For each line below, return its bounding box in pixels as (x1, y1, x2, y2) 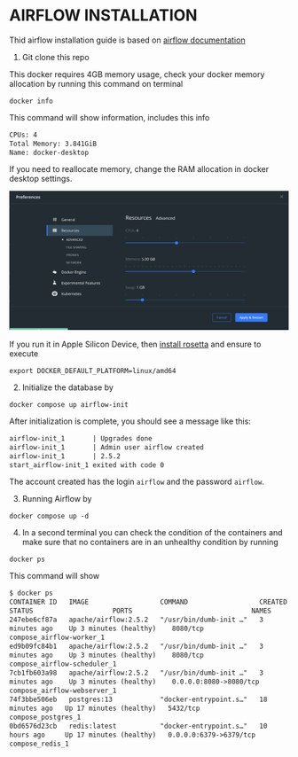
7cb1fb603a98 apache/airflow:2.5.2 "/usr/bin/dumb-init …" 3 (9, 668, 264, 678)
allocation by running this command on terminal (9, 78, 184, 89)
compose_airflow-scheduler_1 (9, 659, 117, 669)
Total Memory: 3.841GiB (9, 139, 98, 148)
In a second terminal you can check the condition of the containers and (21, 527, 283, 538)
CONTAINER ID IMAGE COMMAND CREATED (9, 597, 288, 607)
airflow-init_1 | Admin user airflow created (9, 443, 204, 452)
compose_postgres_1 (9, 713, 82, 722)
